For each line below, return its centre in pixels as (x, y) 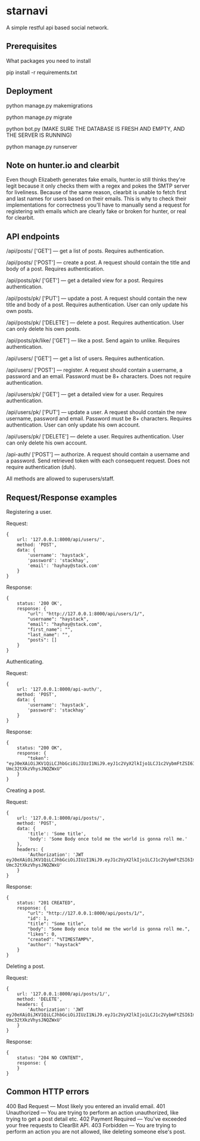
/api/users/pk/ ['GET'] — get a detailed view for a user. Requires (85, 394)
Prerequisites (32, 46)
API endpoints (33, 236)
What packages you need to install (49, 60)
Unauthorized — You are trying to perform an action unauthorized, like (92, 1112)
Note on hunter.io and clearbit (63, 165)
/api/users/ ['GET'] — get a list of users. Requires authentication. (85, 358)
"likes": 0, (43, 934)
